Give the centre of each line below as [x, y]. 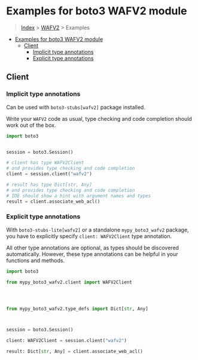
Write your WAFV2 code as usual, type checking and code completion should [99, 118]
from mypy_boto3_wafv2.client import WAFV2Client [69, 282]
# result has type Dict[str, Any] [49, 185]
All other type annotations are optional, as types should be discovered [93, 248]
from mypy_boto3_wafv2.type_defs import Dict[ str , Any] [77, 309]
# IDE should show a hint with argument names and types [79, 196]
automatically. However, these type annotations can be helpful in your [92, 254]
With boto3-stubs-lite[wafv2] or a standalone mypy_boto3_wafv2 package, [98, 230]
